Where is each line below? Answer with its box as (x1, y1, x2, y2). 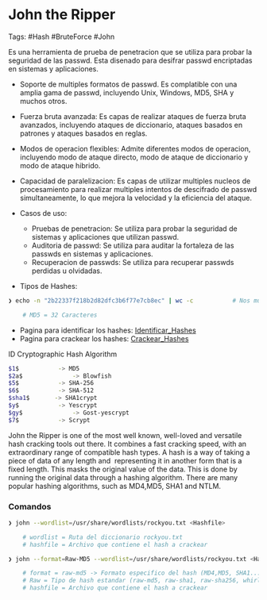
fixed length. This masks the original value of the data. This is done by (8, 464, 238, 474)
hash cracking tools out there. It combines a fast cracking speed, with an (8, 439, 247, 448)
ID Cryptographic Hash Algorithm (8, 349, 118, 359)
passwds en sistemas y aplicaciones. (31, 248, 153, 259)
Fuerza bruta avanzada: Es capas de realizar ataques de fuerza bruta (19, 111, 246, 121)
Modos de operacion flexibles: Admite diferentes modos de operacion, (19, 144, 251, 153)
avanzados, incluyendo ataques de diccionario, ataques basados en (19, 120, 243, 129)
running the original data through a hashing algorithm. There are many (8, 472, 238, 482)
